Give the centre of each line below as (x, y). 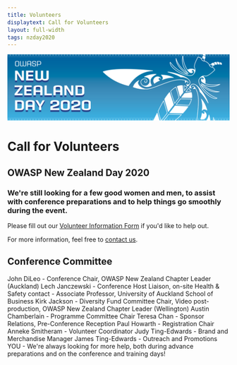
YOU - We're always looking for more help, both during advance (101, 346)
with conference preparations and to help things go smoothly (114, 201)
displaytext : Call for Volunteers (58, 22)
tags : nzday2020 (31, 37)
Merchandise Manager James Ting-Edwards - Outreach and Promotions (112, 338)
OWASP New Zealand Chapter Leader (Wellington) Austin (126, 309)
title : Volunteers (34, 15)
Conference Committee (60, 262)
